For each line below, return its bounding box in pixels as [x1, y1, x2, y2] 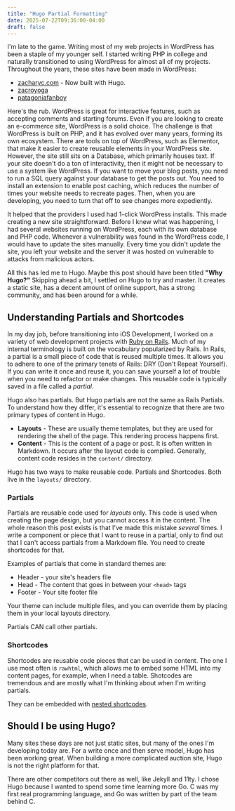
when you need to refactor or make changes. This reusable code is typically [7, 375, 227, 383]
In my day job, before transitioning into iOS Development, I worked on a [7, 330, 213, 338]
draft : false [7, 23, 46, 30]
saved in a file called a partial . [7, 382, 94, 390]
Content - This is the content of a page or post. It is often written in [17, 440, 213, 448]
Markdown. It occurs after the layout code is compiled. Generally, [17, 447, 207, 455]
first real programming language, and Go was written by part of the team [7, 789, 217, 798]
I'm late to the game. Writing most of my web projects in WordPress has [7, 43, 215, 51]
